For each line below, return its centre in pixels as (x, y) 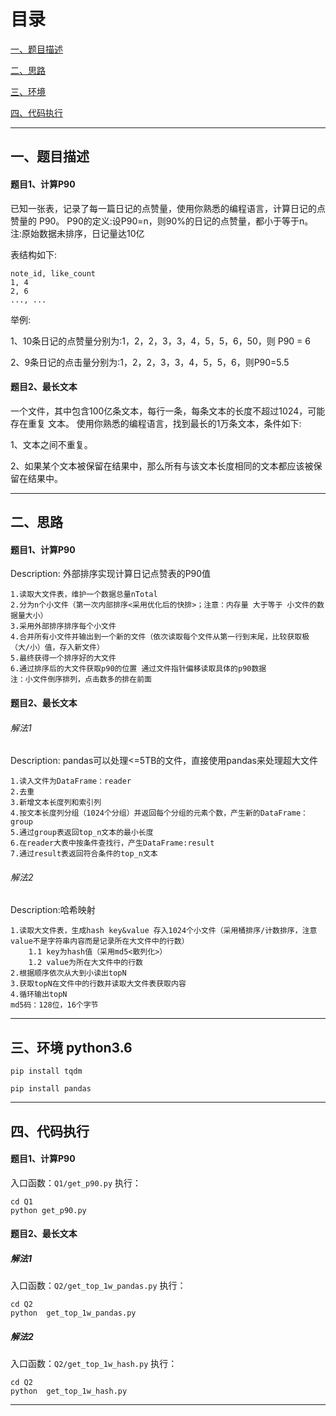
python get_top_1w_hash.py (69, 1391)
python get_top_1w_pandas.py (73, 1313)
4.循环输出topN (39, 995)
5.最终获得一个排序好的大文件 (63, 658)
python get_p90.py (48, 1210)
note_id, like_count (53, 273)
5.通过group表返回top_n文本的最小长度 (82, 833)
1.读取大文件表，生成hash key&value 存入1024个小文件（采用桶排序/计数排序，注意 (164, 931)
